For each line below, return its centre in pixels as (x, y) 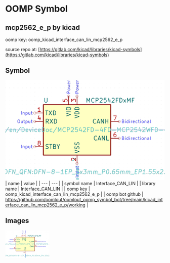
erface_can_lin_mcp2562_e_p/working (45, 205)
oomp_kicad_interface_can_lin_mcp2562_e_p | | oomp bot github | (74, 194)
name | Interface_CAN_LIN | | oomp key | (48, 189)
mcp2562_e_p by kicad (42, 28)
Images (17, 221)
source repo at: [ (23, 49)
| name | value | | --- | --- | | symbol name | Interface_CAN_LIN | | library (80, 183)
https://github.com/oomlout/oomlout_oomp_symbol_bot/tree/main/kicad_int (84, 199)
